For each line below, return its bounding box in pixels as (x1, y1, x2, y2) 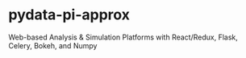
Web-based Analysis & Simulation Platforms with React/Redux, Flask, (8, 32, 238, 42)
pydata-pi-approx (8, 6, 131, 24)
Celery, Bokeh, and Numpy (8, 40, 98, 50)
